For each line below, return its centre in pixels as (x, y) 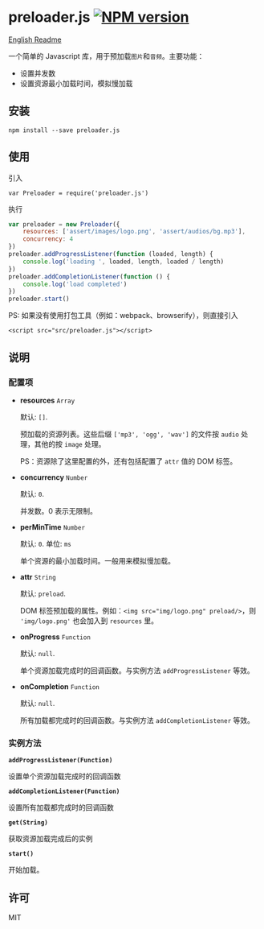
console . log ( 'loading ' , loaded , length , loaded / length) (124, 262)
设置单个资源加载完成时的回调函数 (65, 776)
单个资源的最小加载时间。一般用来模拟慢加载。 (97, 560)
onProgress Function (55, 637)
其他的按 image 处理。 (70, 444)
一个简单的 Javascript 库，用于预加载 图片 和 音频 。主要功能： (106, 56)
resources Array (47, 400)
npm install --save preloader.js (64, 130)
